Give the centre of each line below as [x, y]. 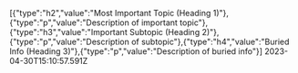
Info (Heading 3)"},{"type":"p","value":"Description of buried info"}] [136, 51]
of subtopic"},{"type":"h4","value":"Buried [210, 41]
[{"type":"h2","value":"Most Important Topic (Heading [110, 13]
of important [154, 23]
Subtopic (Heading [164, 32]
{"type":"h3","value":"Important [68, 32]
